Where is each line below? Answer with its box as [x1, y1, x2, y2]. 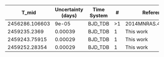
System [89, 12, 108, 19]
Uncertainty [55, 6, 83, 13]
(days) [61, 12, 77, 19]
